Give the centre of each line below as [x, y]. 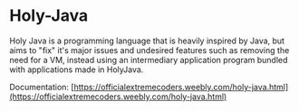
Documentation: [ [42, 87]
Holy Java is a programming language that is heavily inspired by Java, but [147, 41]
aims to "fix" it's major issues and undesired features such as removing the [149, 50]
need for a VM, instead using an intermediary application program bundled [149, 60]
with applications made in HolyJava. [77, 69]
